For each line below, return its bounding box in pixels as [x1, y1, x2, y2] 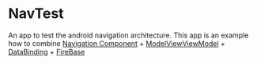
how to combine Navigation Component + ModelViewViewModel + [8, 38, 225, 48]
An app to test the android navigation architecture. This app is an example [8, 30, 249, 40]
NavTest [8, 5, 65, 23]
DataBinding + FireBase [8, 47, 85, 56]
